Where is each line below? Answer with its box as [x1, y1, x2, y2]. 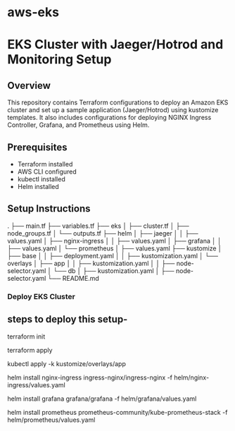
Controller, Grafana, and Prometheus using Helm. [7, 121, 150, 129]
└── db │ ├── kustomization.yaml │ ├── [53, 266, 174, 275]
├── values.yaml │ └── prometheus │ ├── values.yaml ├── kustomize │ [7, 244, 222, 253]
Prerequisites [7, 141, 68, 153]
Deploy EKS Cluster [7, 291, 76, 301]
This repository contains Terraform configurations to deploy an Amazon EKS [7, 98, 229, 107]
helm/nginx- [173, 373, 210, 382]
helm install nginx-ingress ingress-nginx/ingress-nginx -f [7, 373, 173, 382]
